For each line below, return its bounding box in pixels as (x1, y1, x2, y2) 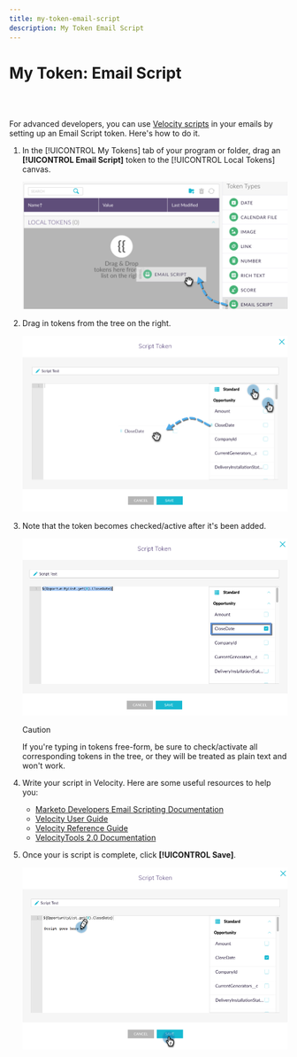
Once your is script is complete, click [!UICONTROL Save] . (21, 849, 237, 859)
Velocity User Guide (34, 813, 109, 824)
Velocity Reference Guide (34, 822, 128, 833)
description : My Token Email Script (9, 23, 144, 33)
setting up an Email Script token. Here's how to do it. (9, 128, 201, 139)
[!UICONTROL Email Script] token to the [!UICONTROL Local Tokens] (21, 155, 276, 166)
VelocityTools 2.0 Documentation (34, 832, 156, 843)
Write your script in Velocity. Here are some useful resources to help (21, 777, 271, 788)
